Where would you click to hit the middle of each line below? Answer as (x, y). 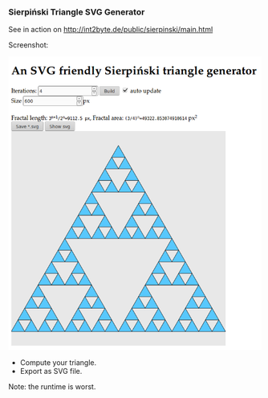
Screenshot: (28, 45)
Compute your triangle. (58, 363)
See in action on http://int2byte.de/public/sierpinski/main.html (111, 30)
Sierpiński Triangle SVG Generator (77, 12)
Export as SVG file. (51, 371)
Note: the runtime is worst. (52, 387)
